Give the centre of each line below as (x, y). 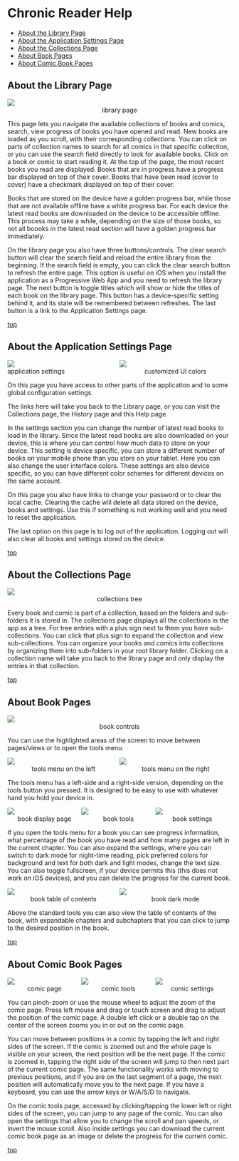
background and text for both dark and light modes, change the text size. (115, 863)
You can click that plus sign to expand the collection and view (133, 635)
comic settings (192, 988)
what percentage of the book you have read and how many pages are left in (118, 840)
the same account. (34, 481)
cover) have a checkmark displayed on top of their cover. (91, 184)
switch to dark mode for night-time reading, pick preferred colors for (108, 855)
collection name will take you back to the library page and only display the (116, 658)
